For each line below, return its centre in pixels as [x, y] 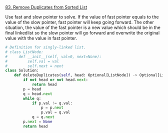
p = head [32, 89]
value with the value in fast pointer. [41, 38]
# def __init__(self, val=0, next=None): [53, 56]
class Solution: [22, 70]
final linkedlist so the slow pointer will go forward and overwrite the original [82, 33]
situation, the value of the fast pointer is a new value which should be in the [83, 27]
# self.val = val [32, 61]
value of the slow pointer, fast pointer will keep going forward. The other [79, 22]
